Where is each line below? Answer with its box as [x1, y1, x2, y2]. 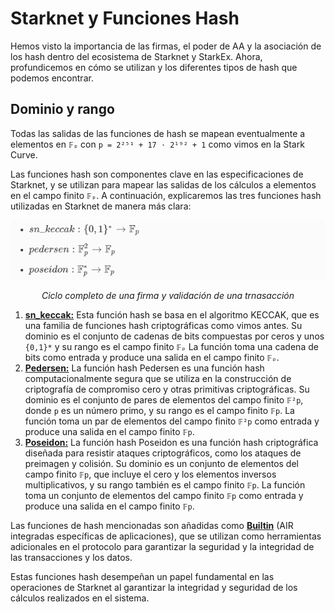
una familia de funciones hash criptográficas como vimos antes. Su [24, 320, 303, 332]
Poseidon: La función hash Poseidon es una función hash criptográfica [24, 437, 319, 449]
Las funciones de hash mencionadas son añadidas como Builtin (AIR [10, 520, 294, 532]
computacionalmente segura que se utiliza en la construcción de [24, 373, 292, 385]
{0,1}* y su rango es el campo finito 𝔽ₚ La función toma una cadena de [24, 341, 319, 353]
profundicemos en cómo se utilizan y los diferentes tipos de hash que [10, 61, 298, 73]
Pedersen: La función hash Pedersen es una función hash [24, 362, 265, 374]
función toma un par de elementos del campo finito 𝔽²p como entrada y [24, 415, 320, 427]
